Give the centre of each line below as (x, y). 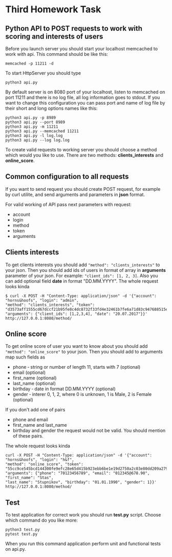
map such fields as (25, 357)
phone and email (30, 420)
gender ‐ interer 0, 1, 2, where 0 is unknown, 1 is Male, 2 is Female (82, 394)
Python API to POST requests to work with (74, 28)
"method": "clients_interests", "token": (50, 305)
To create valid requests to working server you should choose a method (81, 150)
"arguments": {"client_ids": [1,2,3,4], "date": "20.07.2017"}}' (76, 314)
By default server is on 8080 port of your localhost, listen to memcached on (85, 92)
